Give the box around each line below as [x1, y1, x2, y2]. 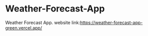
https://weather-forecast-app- [80, 19, 143, 25]
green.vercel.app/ [5, 24, 42, 30]
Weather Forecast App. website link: [5, 19, 81, 25]
